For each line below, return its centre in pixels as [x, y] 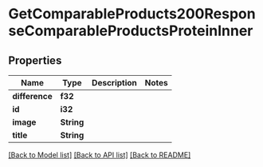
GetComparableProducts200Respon [132, 14]
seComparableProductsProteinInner [131, 31]
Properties [35, 60]
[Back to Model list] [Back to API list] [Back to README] [100, 155]
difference [33, 96]
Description [114, 83]
